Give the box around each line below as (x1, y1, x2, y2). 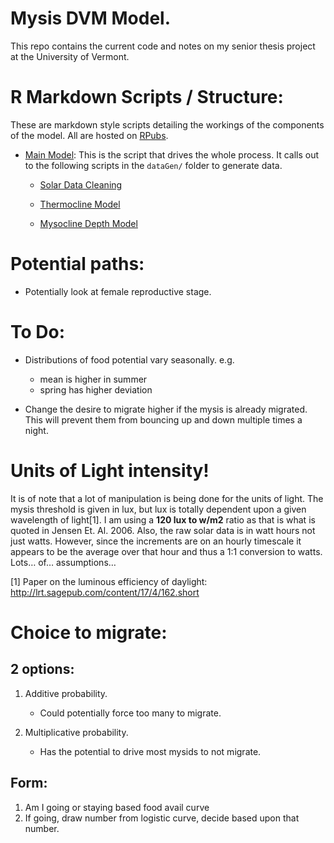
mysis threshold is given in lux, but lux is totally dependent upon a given (10, 503, 307, 515)
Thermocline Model (39, 198, 121, 210)
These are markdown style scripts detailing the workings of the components (10, 118, 325, 131)
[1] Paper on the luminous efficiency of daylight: (10, 575, 208, 587)
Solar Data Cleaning (39, 178, 123, 191)
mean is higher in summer (39, 373, 148, 385)
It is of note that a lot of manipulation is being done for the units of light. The (10, 492, 324, 504)
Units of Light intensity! (10, 459, 210, 482)
